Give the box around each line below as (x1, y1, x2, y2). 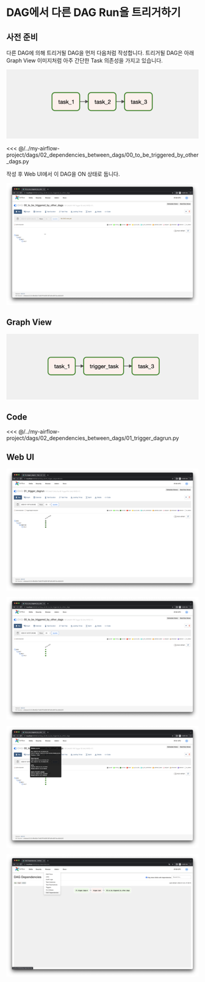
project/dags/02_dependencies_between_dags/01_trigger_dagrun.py (6, 435, 179, 442)
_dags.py (6, 158, 29, 165)
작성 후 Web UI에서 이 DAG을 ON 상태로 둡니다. (6, 171, 120, 178)
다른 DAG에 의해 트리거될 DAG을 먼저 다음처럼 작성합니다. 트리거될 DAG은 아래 (6, 50, 194, 56)
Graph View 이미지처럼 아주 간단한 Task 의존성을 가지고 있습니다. (6, 57, 163, 64)
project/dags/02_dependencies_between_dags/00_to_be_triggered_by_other (6, 151, 199, 159)
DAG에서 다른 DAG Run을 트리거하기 (6, 6, 181, 20)
